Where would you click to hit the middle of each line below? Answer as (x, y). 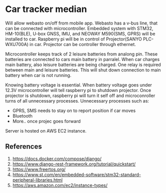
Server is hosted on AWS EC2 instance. (46, 130)
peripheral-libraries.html (37, 180)
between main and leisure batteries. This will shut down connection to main (83, 70)
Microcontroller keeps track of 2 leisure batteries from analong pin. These (81, 54)
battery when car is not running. (38, 75)
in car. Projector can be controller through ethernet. (83, 44)
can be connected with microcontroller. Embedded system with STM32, (79, 28)
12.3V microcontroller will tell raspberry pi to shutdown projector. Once (78, 90)
